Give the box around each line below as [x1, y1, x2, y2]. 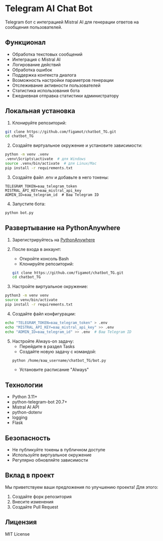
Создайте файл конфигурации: [12, 310, 76, 317]
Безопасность [5, 434, 51, 442]
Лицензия [5, 518, 37, 526]
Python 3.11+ [12, 394, 38, 400]
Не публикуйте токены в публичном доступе [12, 447, 106, 452]
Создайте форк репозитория [12, 493, 72, 500]
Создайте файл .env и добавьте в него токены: [12, 174, 109, 180]
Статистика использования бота [12, 87, 80, 93]
